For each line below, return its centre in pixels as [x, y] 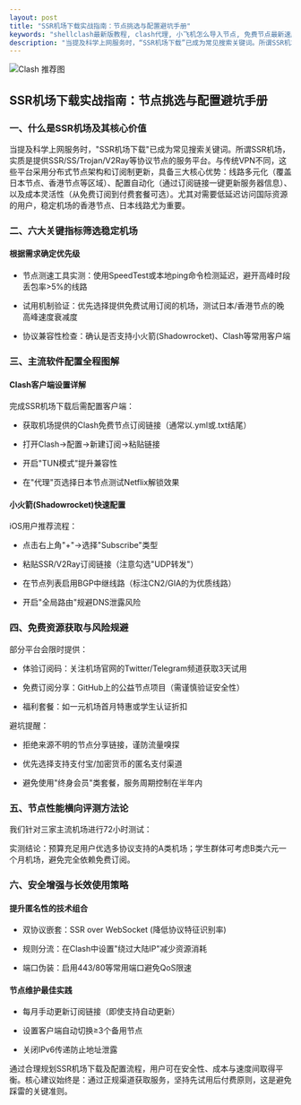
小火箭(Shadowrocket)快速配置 [68, 504]
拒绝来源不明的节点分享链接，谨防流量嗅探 [101, 744]
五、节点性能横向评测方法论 [69, 808]
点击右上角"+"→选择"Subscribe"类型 [90, 545]
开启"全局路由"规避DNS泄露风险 [82, 603]
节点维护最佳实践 [41, 990]
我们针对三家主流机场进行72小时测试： [81, 829]
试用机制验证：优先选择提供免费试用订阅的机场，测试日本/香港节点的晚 [153, 306]
